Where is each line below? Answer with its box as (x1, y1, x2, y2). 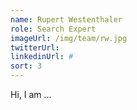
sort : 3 (10, 61, 43, 71)
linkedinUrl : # (10, 52, 74, 62)
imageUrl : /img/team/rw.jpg (10, 33, 128, 43)
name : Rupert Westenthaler (10, 14, 123, 25)
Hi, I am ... (10, 89, 52, 100)
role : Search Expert (10, 24, 97, 34)
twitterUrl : (10, 42, 60, 53)
